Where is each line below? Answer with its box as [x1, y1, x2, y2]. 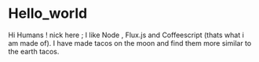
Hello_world [8, 5, 88, 22]
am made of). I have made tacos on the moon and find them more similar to [8, 38, 252, 47]
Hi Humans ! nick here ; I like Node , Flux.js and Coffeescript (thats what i [8, 30, 245, 40]
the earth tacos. [8, 46, 60, 56]
